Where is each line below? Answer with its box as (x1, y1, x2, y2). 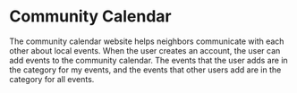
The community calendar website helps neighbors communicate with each (9, 36, 284, 46)
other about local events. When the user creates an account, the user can (9, 45, 281, 55)
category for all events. (9, 73, 95, 84)
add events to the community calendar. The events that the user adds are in (9, 55, 288, 65)
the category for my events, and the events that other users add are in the (9, 64, 282, 75)
